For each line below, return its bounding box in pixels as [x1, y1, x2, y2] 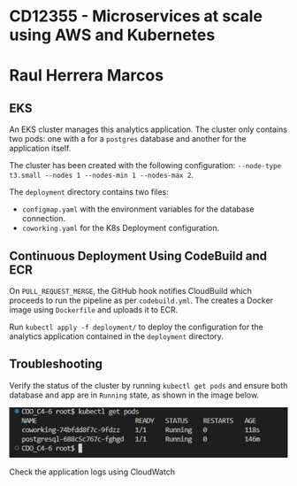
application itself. [9, 143, 72, 154]
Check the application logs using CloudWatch [9, 467, 175, 477]
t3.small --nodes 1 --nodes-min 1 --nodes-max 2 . [9, 170, 194, 181]
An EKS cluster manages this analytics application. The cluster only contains [9, 124, 287, 135]
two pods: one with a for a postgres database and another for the [9, 134, 247, 144]
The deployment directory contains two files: [9, 187, 170, 197]
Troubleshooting [9, 357, 103, 372]
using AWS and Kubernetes [9, 25, 216, 45]
